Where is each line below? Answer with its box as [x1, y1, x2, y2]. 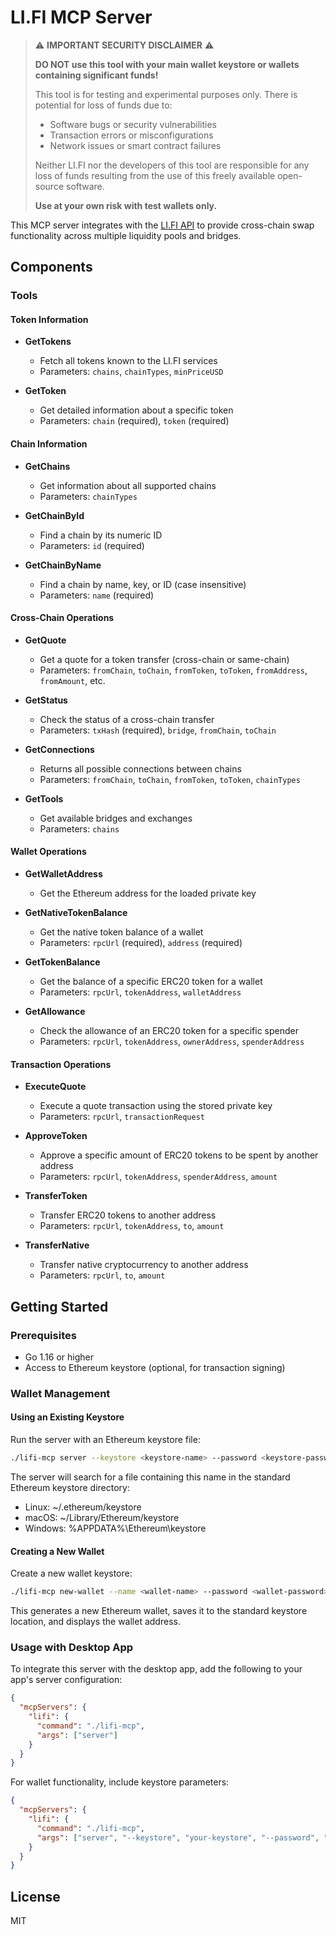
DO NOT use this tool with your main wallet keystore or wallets [34, 58, 300, 70]
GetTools [24, 792, 64, 805]
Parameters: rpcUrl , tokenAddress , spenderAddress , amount [39, 1171, 278, 1183]
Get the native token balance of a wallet [39, 926, 204, 938]
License [10, 1888, 61, 1905]
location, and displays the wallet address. [10, 1616, 181, 1628]
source [34, 180, 65, 192]
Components [10, 259, 93, 276]
